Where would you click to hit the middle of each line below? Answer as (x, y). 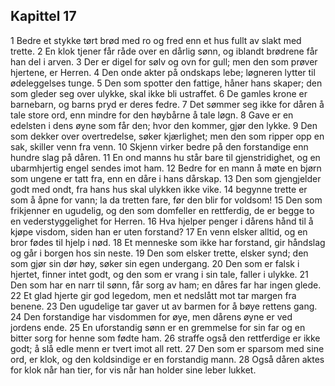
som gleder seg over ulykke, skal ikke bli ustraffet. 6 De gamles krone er (159, 93)
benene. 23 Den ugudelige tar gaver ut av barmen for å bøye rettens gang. (164, 306)
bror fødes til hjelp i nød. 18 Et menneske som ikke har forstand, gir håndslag (168, 242)
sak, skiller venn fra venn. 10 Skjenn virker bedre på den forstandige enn (159, 146)
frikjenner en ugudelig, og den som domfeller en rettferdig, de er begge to (162, 210)
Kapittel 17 (43, 16)
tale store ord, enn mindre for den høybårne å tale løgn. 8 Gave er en (152, 115)
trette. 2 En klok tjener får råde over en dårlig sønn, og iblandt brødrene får (164, 51)
